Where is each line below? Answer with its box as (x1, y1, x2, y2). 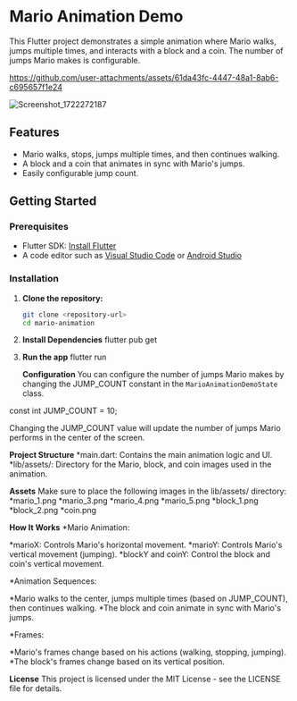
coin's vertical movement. (9, 559, 104, 570)
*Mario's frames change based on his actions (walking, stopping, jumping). (9, 646, 287, 658)
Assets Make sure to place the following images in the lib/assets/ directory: (9, 486, 287, 497)
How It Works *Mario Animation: (9, 522, 130, 533)
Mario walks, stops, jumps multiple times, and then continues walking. (21, 148, 280, 159)
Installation (9, 273, 60, 285)
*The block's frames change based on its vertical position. (9, 656, 226, 667)
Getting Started (9, 194, 97, 209)
